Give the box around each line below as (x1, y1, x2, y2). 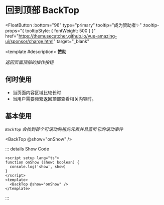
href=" (5, 33, 19, 39)
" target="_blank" (53, 38, 89, 44)
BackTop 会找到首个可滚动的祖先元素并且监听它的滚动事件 (5, 126, 124, 132)
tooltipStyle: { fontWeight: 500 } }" (25, 27, 96, 33)
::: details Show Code (5, 145, 49, 151)
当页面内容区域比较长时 (12, 89, 61, 95)
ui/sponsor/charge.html (5, 38, 54, 44)
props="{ (5, 27, 24, 33)
